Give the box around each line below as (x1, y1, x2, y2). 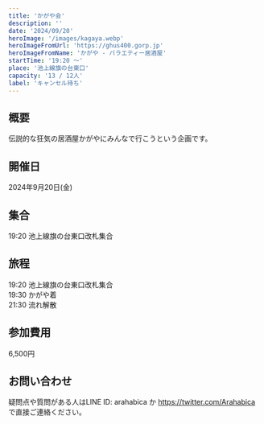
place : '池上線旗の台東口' (8, 64, 89, 72)
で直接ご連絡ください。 (8, 407, 86, 417)
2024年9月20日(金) (8, 183, 72, 192)
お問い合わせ (8, 374, 72, 388)
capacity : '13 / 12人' (8, 72, 83, 80)
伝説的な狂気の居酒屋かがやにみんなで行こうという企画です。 (8, 134, 212, 143)
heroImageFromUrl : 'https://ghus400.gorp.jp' (8, 42, 163, 50)
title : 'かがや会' (8, 11, 66, 20)
